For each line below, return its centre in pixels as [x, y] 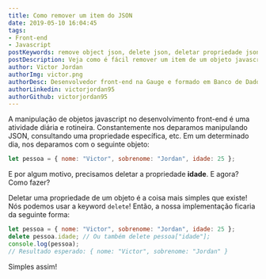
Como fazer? [29, 182]
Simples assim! [33, 266]
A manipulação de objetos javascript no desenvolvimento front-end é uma [129, 119]
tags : [17, 30]
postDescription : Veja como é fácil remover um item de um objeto [120, 60]
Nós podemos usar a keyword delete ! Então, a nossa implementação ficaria [132, 206]
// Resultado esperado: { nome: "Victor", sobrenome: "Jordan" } [118, 251]
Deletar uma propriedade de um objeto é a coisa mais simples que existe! [128, 198]
